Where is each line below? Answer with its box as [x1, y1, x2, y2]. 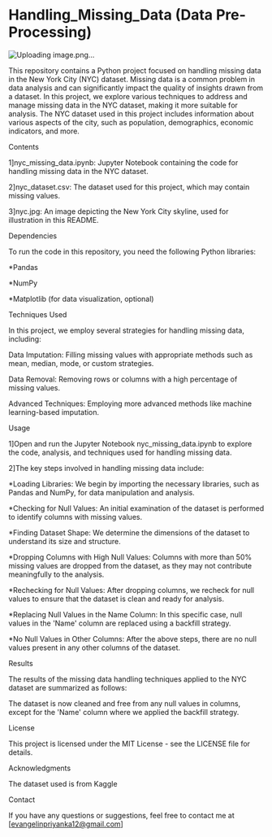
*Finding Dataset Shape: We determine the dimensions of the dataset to [8, 527, 250, 538]
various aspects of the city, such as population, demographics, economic [8, 117, 254, 127]
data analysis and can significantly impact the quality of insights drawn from [8, 83, 264, 93]
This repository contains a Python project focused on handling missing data [8, 65, 261, 75]
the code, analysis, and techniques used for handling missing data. [8, 447, 232, 457]
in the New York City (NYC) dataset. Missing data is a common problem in [8, 74, 256, 84]
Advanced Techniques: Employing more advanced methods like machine [8, 399, 253, 408]
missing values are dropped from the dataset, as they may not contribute [8, 560, 253, 570]
